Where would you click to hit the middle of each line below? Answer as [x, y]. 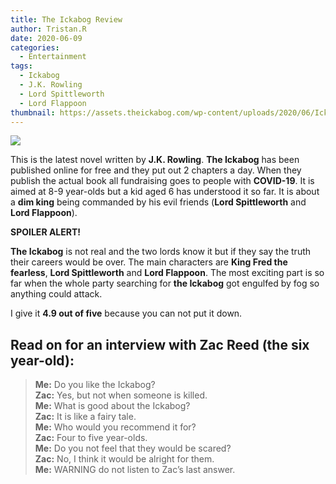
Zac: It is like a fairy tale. [85, 417]
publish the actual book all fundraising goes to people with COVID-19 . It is [162, 181]
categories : [35, 47]
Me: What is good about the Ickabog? [112, 406]
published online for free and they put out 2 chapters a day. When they [156, 170]
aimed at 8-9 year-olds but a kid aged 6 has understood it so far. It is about [165, 192]
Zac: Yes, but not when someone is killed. [121, 395]
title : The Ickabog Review [66, 19]
